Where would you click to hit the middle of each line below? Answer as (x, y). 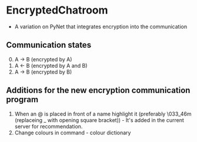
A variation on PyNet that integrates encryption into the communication (101, 27)
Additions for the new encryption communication (98, 90)
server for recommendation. (49, 126)
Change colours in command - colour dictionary (73, 133)
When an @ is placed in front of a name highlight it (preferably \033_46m (103, 114)
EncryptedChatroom (57, 10)
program (22, 100)
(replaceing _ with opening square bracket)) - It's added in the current (99, 120)
